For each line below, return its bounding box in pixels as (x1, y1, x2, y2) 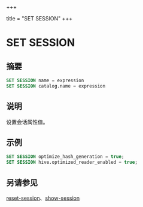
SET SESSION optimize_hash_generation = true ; (6, 154, 124, 160)
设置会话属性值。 (6, 118, 48, 125)
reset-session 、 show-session (6, 194, 80, 202)
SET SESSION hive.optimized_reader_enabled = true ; (6, 160, 138, 166)
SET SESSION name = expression (6, 77, 84, 83)
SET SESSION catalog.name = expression (6, 83, 106, 89)
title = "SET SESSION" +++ (6, 15, 73, 22)
